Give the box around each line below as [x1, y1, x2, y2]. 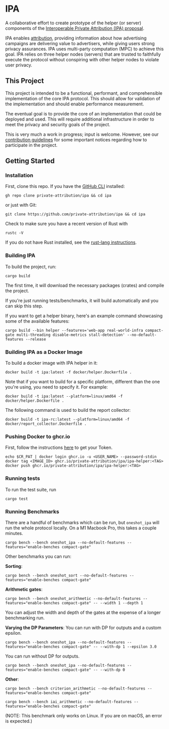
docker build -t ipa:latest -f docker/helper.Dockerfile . [5, 370, 132, 375]
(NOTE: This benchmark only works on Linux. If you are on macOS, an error [5, 712, 162, 718]
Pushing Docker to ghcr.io [5, 433, 71, 440]
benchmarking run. [5, 615, 45, 621]
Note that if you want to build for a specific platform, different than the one [5, 378, 160, 385]
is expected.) [5, 718, 33, 724]
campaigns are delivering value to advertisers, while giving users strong [5, 40, 155, 46]
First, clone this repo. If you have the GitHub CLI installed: [5, 183, 125, 189]
